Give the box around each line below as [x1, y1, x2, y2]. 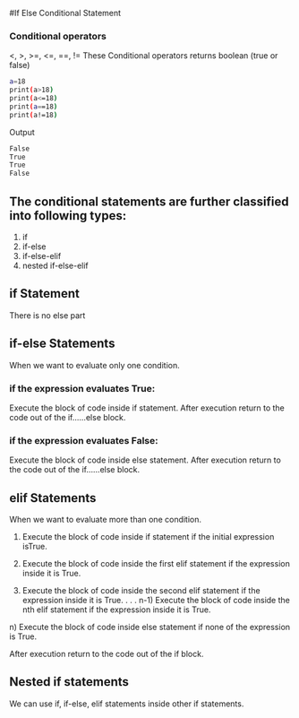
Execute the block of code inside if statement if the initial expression [21, 532, 275, 542]
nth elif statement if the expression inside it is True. [21, 604, 211, 615]
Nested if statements [9, 674, 130, 689]
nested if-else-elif [21, 260, 90, 271]
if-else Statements [9, 336, 115, 351]
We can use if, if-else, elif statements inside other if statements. [9, 698, 244, 709]
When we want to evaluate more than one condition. [9, 515, 202, 525]
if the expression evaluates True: [9, 382, 156, 394]
